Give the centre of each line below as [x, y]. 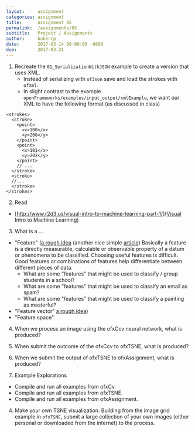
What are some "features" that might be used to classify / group [100, 274]
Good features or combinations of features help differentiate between [98, 261]
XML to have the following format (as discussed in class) [92, 104]
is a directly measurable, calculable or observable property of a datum [99, 249]
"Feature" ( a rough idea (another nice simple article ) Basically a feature [100, 242]
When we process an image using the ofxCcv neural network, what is [98, 328]
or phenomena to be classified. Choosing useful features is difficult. [96, 255]
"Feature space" [34, 317]
